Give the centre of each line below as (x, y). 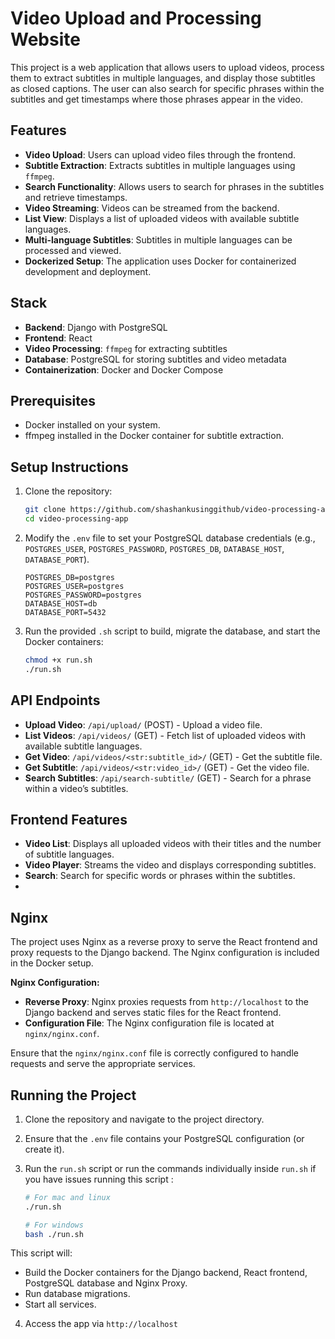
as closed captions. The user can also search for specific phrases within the (167, 88)
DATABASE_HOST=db (61, 603)
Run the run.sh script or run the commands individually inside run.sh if (170, 1168)
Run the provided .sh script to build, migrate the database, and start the (172, 631)
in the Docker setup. (52, 963)
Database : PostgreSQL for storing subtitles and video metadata (155, 359)
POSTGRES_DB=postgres (69, 577)
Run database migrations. (77, 1294)
